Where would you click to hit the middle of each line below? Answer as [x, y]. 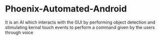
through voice [19, 32]
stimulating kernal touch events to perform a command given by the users [80, 27]
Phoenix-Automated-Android [66, 9]
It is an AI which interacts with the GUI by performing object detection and [80, 22]
